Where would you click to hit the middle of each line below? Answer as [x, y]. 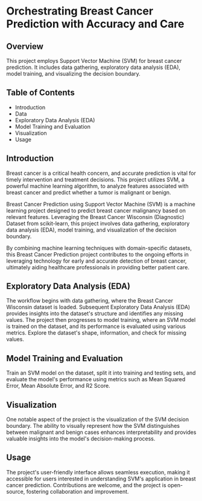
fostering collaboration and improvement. [77, 491]
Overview [25, 46]
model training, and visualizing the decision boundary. [73, 74]
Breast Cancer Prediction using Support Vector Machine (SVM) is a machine [101, 204]
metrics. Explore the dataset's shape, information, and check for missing [96, 333]
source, [16, 491]
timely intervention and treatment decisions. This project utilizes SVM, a [96, 179]
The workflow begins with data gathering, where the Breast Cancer [90, 301]
